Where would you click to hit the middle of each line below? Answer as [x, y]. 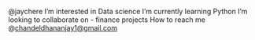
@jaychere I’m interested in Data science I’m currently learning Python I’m [128, 11]
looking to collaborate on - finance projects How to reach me [107, 20]
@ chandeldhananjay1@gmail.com [63, 28]
